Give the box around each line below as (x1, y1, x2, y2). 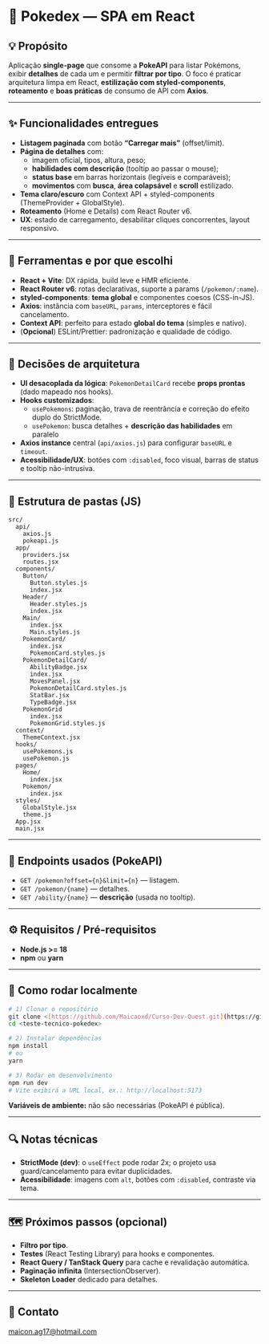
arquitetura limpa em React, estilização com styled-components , (8, 78, 227, 87)
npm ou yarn (19, 952, 64, 962)
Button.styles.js (29, 579, 88, 587)
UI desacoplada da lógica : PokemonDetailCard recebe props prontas (19, 379, 246, 388)
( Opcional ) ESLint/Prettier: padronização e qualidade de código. (19, 327, 232, 336)
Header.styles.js (29, 600, 88, 608)
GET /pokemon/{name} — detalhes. (19, 884, 130, 894)
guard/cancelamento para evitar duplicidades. (19, 1167, 173, 1176)
